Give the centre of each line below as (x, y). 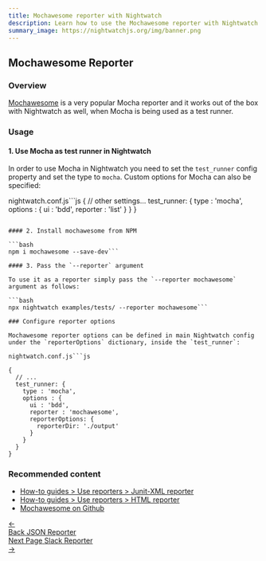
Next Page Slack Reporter (51, 541)
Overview (27, 85)
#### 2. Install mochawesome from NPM (72, 231)
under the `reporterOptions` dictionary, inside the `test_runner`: (124, 343)
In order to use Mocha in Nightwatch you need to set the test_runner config (133, 169)
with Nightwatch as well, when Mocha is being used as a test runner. (121, 112)
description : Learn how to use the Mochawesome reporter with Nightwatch (133, 23)
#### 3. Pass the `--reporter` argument (76, 266)
